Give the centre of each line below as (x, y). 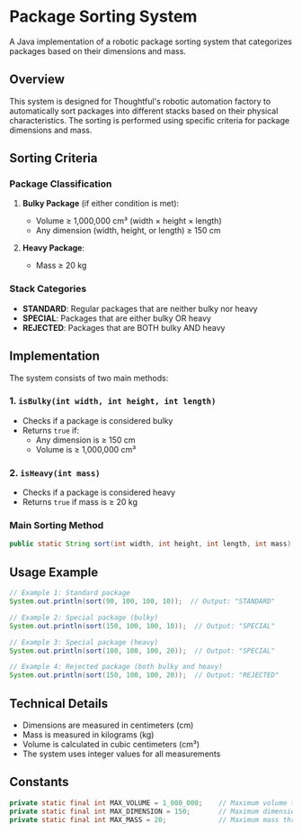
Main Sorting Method (57, 526)
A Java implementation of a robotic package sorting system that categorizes (151, 41)
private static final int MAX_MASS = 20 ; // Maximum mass (144, 819)
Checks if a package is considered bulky (98, 420)
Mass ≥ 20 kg (61, 265)
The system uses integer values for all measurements (121, 754)
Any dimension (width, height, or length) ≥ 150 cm (129, 231)
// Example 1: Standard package (70, 593)
